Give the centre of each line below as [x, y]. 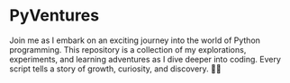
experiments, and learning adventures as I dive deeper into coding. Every [145, 59]
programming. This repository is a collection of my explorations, [128, 49]
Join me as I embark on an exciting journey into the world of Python [135, 40]
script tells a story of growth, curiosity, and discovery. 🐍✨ [116, 69]
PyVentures [54, 16]
